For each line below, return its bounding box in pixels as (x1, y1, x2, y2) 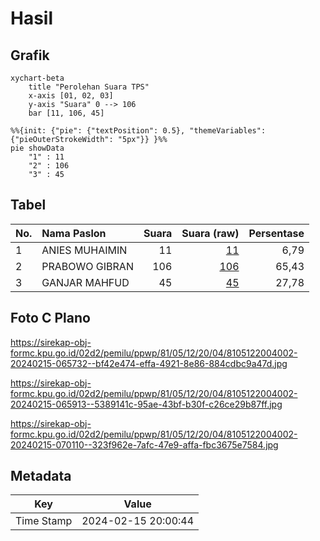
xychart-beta (10, 73, 65, 83)
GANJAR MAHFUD (41, 275, 130, 289)
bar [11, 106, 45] (28, 108, 105, 118)
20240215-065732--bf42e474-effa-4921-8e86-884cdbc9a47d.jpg (10, 357, 288, 369)
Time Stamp (15, 514, 73, 528)
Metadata (10, 468, 72, 485)
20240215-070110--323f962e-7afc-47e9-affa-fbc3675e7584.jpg (10, 438, 279, 451)
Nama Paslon (41, 226, 107, 240)
